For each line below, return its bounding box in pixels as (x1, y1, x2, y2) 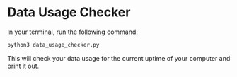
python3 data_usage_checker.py (7, 41, 100, 48)
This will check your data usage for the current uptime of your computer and (7, 54, 231, 62)
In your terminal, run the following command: (7, 28, 138, 36)
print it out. (7, 61, 40, 70)
